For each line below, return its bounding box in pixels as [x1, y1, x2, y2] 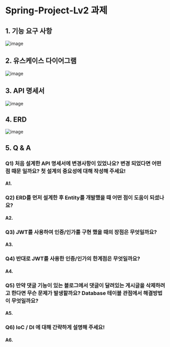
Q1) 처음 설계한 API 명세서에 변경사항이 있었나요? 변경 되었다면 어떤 [5, 159, 162, 167]
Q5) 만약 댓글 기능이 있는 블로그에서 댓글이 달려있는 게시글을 [5, 282, 145, 289]
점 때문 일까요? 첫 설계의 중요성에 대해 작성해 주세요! [5, 167, 126, 174]
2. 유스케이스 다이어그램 [5, 57, 77, 65]
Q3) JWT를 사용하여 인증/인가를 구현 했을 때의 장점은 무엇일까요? [5, 228, 157, 236]
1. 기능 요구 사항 [5, 27, 53, 35]
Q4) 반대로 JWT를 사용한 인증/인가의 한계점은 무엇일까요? [5, 255, 140, 262]
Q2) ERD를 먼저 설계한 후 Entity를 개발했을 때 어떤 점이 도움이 [5, 194, 149, 201]
